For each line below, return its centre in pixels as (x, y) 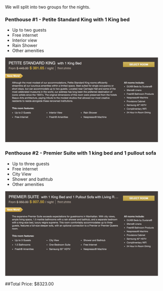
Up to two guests (29, 30)
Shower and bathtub (33, 179)
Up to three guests (31, 164)
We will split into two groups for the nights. (48, 7)
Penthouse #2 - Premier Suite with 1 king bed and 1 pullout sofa (81, 153)
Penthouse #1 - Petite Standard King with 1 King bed (67, 19)
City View (22, 174)
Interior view (24, 40)
